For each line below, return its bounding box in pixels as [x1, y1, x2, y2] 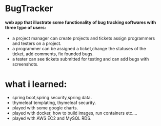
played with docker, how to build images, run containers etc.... [12, 110, 138, 116]
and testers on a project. [12, 41, 62, 46]
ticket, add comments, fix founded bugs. [12, 51, 94, 57]
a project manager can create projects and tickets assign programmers [12, 35, 155, 42]
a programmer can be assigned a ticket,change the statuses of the [12, 46, 146, 52]
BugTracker [5, 3, 53, 14]
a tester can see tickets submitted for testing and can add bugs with [12, 56, 149, 62]
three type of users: [5, 24, 46, 30]
